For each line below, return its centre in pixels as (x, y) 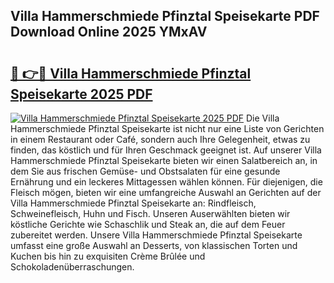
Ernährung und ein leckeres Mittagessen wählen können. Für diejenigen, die (166, 182)
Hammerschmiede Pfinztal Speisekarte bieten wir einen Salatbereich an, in (164, 160)
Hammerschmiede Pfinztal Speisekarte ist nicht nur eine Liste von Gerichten (167, 128)
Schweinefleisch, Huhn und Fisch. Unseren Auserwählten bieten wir (150, 213)
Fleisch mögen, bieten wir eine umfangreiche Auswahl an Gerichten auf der (166, 192)
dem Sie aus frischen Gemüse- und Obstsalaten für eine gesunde (145, 171)
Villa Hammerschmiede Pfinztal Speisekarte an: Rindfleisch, (133, 203)
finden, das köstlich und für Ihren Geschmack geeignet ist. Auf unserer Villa (166, 150)
